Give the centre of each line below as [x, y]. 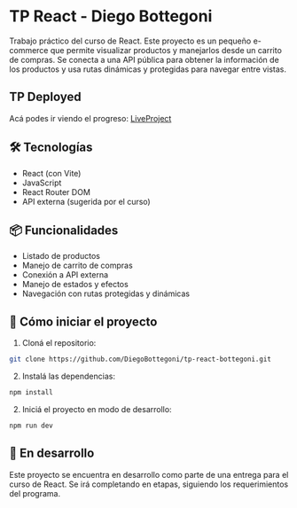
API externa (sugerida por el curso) [86, 201]
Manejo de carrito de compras [77, 266]
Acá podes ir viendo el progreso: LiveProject [90, 118]
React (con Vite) [51, 173]
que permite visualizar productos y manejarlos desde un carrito [166, 50]
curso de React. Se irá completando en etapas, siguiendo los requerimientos [149, 484]
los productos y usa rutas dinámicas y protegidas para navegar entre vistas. [148, 69]
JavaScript [42, 183]
